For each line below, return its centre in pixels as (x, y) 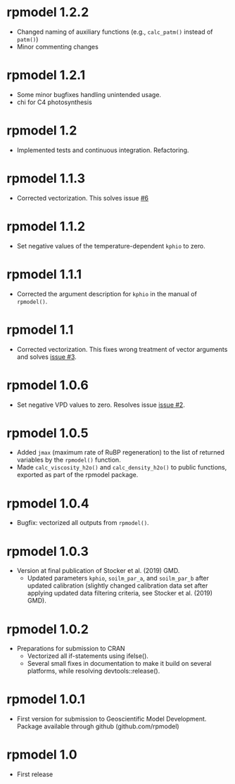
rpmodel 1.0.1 (46, 699)
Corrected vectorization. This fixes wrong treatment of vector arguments (122, 349)
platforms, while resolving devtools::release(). (94, 671)
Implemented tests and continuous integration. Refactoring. (103, 150)
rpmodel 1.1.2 (46, 226)
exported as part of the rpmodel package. (77, 475)
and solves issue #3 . (46, 357)
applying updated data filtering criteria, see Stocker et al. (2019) (120, 593)
